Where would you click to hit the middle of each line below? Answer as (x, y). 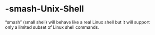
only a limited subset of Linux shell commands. (52, 27)
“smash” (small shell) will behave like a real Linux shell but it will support (77, 22)
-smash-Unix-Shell (45, 9)
